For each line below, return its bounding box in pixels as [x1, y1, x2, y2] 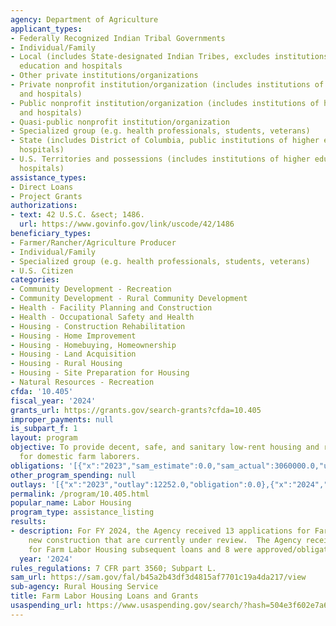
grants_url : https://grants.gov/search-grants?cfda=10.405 [10, 405, 262, 415]
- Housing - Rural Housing [10, 359, 123, 369]
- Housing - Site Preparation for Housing [10, 368, 190, 378]
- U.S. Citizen [10, 266, 74, 276]
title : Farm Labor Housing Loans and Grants [10, 591, 199, 601]
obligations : [10, 461, 65, 471]
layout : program [10, 433, 78, 443]
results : [10, 517, 47, 527]
